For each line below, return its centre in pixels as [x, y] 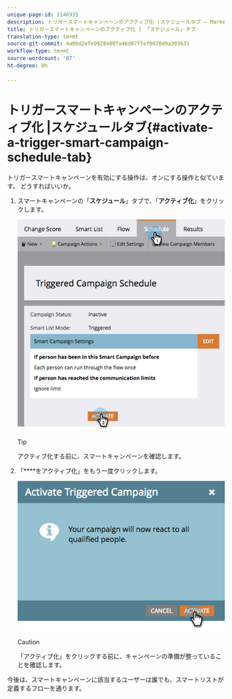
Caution [28, 642]
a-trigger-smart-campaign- [88, 142]
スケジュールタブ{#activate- [132, 127]
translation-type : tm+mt [43, 37]
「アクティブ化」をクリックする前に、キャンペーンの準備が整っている [116, 656]
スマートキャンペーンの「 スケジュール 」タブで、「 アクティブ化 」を [112, 201]
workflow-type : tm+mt [38, 51]
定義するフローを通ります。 [46, 688]
